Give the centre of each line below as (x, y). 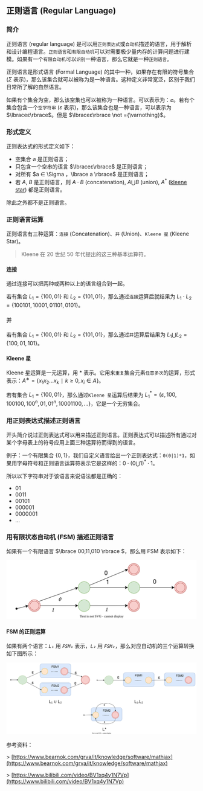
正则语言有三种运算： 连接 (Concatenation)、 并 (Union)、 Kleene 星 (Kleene (98, 234)
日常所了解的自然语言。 (35, 87)
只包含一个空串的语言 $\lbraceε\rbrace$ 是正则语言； (82, 166)
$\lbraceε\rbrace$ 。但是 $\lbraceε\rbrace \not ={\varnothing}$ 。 (88, 115)
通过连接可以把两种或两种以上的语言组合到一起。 (67, 284)
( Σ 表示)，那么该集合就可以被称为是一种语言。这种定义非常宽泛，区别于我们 (101, 79)
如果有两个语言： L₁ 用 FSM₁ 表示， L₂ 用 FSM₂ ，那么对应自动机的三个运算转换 (100, 646)
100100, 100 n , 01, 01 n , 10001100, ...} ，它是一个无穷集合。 (75, 403)
